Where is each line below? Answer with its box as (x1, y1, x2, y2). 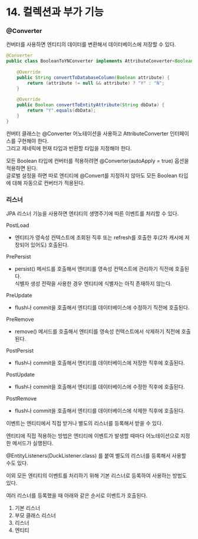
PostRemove (6, 395, 37, 402)
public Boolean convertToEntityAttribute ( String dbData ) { (16, 102, 165, 108)
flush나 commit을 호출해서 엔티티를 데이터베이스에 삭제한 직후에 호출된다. (14, 407, 185, 415)
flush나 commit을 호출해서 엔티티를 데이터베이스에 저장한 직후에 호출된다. (14, 359, 185, 366)
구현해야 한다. (16, 137, 49, 144)
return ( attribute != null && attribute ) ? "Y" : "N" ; (27, 80, 165, 86)
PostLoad (6, 222, 29, 229)
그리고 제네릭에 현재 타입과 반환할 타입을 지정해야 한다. (6, 144, 132, 152)
